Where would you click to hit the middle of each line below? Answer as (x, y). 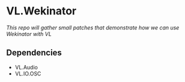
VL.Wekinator (41, 11)
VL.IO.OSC (28, 74)
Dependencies (34, 53)
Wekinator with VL (29, 34)
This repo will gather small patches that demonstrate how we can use (93, 28)
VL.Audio (26, 67)
